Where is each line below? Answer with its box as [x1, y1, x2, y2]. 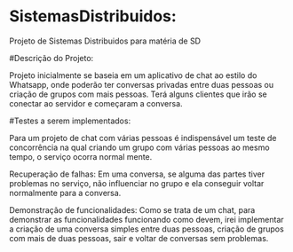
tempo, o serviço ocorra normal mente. [9, 151, 153, 161]
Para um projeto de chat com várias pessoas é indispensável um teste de [9, 132, 277, 143]
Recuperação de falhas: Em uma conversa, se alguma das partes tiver [9, 169, 265, 179]
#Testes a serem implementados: [9, 115, 131, 126]
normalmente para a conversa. [9, 187, 122, 198]
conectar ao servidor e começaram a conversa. [9, 98, 184, 108]
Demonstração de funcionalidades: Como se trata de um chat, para [9, 204, 256, 215]
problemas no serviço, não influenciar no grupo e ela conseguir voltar [9, 177, 265, 188]
